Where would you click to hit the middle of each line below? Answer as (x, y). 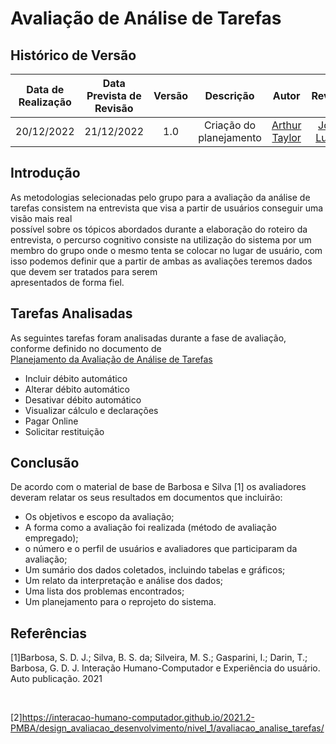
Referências (49, 633)
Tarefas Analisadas (71, 313)
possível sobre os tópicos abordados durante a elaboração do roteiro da (159, 229)
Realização (45, 102)
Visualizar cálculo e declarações (91, 410)
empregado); (51, 538)
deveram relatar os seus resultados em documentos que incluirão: (146, 498)
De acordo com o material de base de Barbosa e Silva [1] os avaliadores (158, 487)
